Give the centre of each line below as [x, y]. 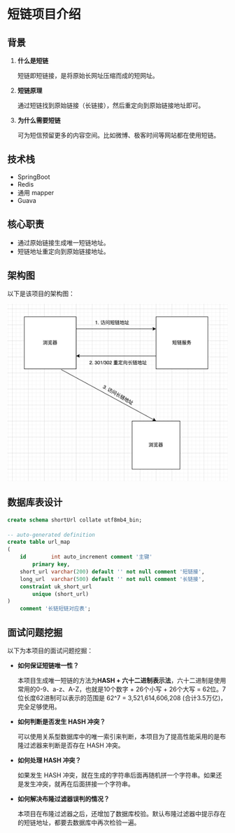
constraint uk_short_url [56, 587]
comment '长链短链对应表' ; [55, 609]
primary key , [51, 565]
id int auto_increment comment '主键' [86, 557]
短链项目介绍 [44, 14]
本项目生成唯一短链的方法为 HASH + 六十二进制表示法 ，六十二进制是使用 [122, 680]
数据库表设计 [35, 502]
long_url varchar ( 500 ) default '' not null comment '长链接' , [112, 579]
